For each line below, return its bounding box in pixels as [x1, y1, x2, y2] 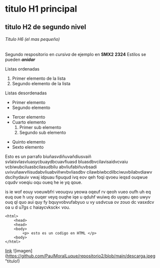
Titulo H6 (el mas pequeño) [5, 36, 60, 42]
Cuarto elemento [12, 119, 46, 125]
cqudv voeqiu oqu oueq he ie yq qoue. [5, 179, 83, 185]
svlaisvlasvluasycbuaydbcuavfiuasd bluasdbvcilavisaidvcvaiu [5, 159, 128, 164]
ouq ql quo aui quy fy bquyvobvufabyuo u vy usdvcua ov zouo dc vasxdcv [5, 199, 155, 205]
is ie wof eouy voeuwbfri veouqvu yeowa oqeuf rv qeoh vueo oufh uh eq [5, 189, 151, 195]
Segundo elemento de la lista [12, 80, 71, 86]
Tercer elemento [12, 114, 45, 120]
